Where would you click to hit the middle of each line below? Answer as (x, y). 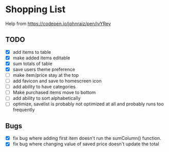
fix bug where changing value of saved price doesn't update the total (86, 144)
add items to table (32, 52)
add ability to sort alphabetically (46, 98)
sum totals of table (32, 63)
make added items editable (41, 58)
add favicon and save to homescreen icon (57, 81)
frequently (24, 110)
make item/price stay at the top (46, 75)
